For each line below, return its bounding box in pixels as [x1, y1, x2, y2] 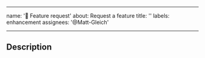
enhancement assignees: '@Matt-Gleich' [6, 19, 109, 26]
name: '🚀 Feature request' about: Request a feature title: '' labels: [6, 12, 170, 19]
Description [6, 42, 52, 53]
